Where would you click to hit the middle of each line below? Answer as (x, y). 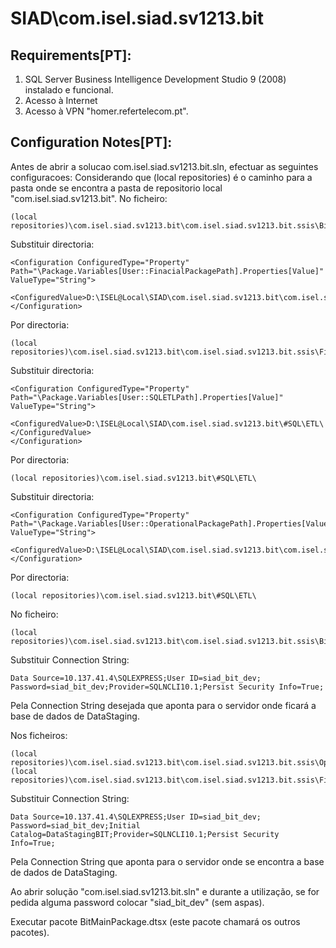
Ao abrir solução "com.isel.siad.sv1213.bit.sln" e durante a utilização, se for (165, 891)
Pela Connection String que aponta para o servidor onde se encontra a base (167, 861)
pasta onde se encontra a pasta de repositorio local (116, 188)
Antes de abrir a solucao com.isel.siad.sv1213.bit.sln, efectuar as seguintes (164, 166)
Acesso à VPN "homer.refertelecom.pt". (106, 111)
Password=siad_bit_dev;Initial (75, 825)
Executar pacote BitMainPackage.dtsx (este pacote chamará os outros (155, 921)
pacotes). (30, 932)
